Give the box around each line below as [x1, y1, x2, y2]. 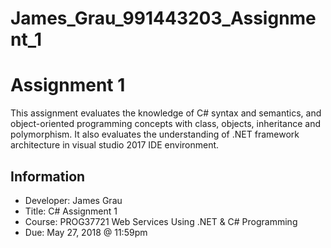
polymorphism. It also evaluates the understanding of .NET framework [10, 128, 300, 141]
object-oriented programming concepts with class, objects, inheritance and [10, 118, 322, 130]
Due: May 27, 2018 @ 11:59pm [24, 226, 148, 238]
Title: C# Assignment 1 [24, 205, 118, 217]
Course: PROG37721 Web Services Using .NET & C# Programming [24, 215, 298, 227]
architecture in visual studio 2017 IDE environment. [10, 139, 220, 151]
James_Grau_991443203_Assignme [10, 7, 317, 30]
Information [10, 168, 86, 185]
